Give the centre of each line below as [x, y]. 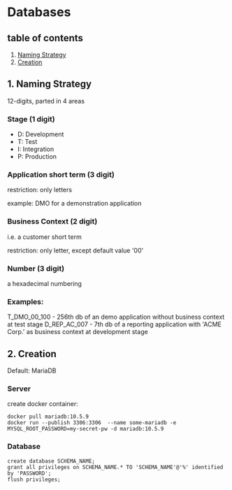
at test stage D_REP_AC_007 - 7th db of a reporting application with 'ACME [114, 324]
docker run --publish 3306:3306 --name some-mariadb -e [92, 423]
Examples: [26, 301]
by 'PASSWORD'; [29, 473]
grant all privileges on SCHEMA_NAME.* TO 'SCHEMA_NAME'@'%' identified [115, 467]
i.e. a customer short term [44, 237]
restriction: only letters [39, 190]
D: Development [41, 134]
